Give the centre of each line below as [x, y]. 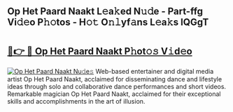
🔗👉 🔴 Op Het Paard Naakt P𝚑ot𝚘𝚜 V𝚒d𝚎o [100, 51]
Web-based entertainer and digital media [155, 71]
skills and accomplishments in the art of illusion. [76, 101]
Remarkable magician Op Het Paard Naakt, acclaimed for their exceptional [114, 94]
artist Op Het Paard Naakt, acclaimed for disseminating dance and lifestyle [115, 79]
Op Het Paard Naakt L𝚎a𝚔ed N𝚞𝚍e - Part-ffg [105, 11]
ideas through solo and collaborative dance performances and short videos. [116, 87]
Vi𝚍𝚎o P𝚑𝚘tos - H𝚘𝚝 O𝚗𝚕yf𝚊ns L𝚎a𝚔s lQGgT [108, 23]
